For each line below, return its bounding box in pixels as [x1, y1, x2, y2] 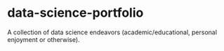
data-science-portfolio [7, 5, 144, 21]
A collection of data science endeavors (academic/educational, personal [7, 28, 218, 36]
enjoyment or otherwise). [7, 35, 80, 43]
